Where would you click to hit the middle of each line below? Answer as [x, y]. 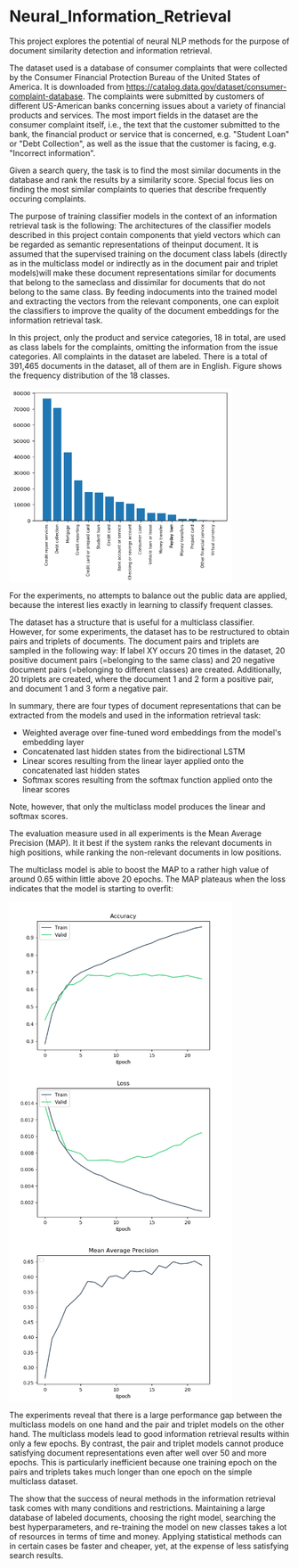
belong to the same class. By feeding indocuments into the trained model [143, 291]
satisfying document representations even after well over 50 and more [138, 1453]
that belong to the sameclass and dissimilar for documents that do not [137, 282]
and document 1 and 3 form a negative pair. [89, 688]
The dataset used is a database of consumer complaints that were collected [148, 68]
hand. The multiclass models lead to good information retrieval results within [149, 1433]
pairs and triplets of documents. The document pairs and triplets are [134, 641]
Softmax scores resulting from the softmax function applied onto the [147, 780]
